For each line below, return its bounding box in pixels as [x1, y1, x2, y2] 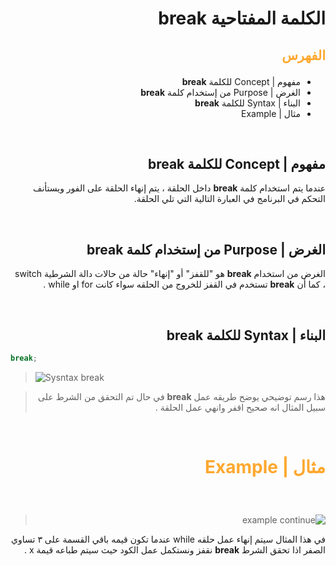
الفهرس [281, 47, 326, 64]
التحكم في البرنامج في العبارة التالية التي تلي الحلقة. [133, 193, 326, 205]
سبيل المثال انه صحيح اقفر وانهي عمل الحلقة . [154, 401, 326, 413]
